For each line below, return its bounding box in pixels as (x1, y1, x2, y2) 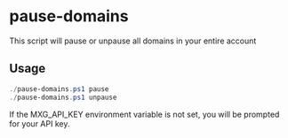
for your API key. (9, 118, 70, 129)
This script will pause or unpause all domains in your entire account (9, 35, 257, 46)
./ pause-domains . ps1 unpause (9, 93, 117, 102)
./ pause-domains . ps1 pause (9, 84, 109, 94)
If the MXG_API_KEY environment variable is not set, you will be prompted (9, 109, 280, 119)
